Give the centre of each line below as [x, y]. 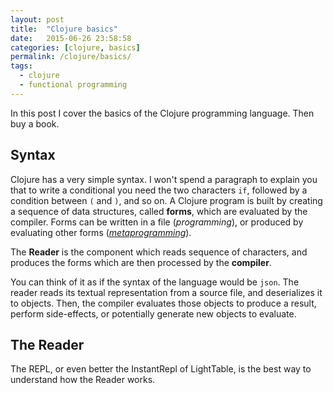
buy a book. [35, 123]
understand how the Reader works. [83, 380]
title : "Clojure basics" [64, 29]
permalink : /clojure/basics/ [71, 57]
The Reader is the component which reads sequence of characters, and [159, 252]
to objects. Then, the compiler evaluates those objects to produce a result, [163, 303]
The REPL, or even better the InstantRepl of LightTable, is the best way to [161, 369]
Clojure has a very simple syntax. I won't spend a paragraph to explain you [164, 179]
